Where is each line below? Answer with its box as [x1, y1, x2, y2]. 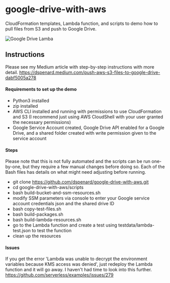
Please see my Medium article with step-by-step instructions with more [5, 64, 155, 70]
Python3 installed [12, 98, 49, 104]
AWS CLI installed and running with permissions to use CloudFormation [12, 108, 162, 114]
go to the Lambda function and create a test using [12, 222, 118, 228]
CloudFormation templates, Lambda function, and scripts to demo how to [5, 20, 158, 26]
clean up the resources [12, 233, 61, 239]
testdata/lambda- [118, 222, 155, 228]
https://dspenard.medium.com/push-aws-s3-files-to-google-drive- [19, 69, 160, 75]
